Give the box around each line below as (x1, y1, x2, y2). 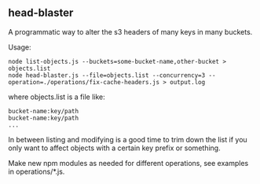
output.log (170, 78, 206, 86)
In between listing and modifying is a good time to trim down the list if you (8, 134, 247, 144)
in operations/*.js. (8, 167, 65, 176)
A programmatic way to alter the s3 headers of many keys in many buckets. (8, 27, 253, 36)
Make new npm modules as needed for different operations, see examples (8, 158, 249, 167)
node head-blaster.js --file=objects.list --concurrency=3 (8, 71, 206, 79)
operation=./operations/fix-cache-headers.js (8, 78, 159, 86)
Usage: (8, 42, 31, 52)
